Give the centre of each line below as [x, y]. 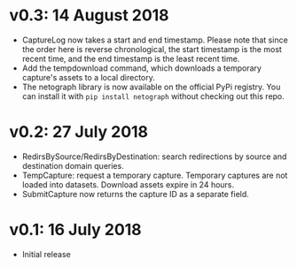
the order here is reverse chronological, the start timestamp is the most [152, 49]
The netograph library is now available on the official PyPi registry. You [151, 87]
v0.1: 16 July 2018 [75, 230]
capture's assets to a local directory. [88, 77]
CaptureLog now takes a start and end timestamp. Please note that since [155, 40]
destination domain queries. [73, 165]
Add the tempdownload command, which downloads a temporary [141, 68]
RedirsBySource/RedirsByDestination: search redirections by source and [154, 156]
